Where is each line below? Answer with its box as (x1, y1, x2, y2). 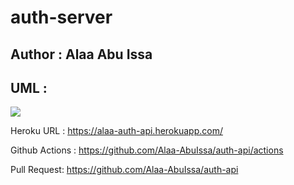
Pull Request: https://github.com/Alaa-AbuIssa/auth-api (10, 164, 239, 176)
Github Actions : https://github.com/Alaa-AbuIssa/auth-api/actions (10, 144, 284, 156)
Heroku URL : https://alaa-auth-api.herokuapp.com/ (10, 125, 223, 137)
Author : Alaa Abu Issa (10, 46, 153, 63)
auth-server (10, 6, 113, 29)
